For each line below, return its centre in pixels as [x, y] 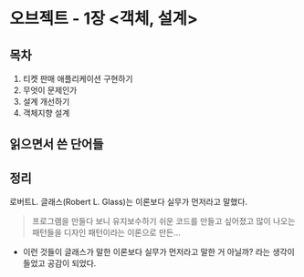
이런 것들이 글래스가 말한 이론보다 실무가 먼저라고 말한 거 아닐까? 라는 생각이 [158, 252]
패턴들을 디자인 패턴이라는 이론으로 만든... [106, 232]
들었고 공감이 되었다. [59, 263]
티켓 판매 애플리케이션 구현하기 [78, 79]
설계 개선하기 [46, 102]
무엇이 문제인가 [50, 90]
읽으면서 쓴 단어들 [57, 144]
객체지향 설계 [46, 113]
